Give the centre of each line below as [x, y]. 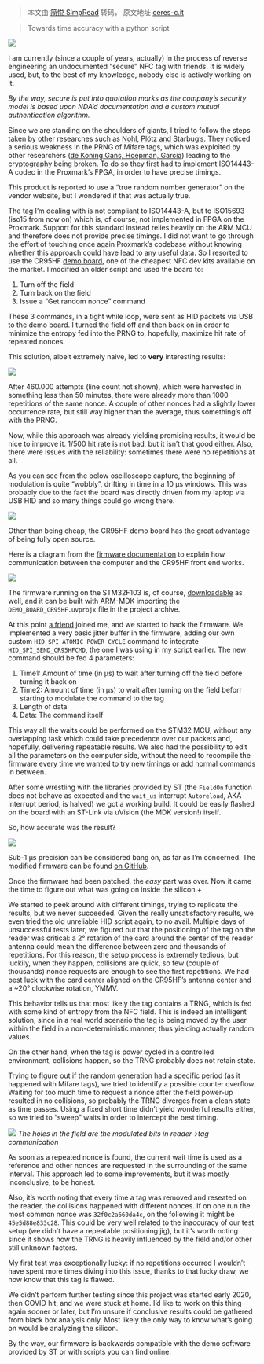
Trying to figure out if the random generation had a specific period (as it [125, 1075]
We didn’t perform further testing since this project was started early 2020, [130, 1295]
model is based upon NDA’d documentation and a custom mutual [114, 107]
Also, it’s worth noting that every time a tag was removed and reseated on [128, 1197]
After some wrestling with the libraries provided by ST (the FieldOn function [130, 787]
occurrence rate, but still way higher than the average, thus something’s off [130, 412]
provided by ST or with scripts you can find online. [90, 1352]
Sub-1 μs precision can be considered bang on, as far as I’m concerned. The [132, 857]
